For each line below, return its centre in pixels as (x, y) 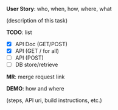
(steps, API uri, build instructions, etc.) (54, 100)
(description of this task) (37, 20)
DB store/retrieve (36, 65)
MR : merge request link (36, 77)
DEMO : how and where (35, 89)
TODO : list (19, 32)
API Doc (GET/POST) (41, 44)
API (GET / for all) (37, 51)
